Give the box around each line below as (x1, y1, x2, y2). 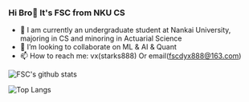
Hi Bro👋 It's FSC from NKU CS (8, 7, 126, 18)
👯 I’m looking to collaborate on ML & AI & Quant (19, 42, 177, 52)
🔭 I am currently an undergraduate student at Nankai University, (19, 25, 231, 35)
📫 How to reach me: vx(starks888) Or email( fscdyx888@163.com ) (19, 51, 242, 61)
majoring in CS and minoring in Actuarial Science (19, 33, 182, 43)
